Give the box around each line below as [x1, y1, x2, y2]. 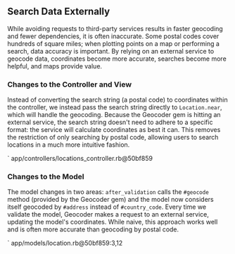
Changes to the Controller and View [7, 79, 132, 89]
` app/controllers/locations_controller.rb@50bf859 [7, 155, 153, 163]
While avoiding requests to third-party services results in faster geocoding [7, 24, 223, 32]
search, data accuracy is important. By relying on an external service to [7, 47, 215, 55]
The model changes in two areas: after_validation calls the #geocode [7, 188, 209, 196]
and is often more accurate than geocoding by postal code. [7, 225, 179, 234]
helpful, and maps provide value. [7, 61, 103, 70]
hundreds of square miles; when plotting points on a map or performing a [7, 39, 220, 48]
